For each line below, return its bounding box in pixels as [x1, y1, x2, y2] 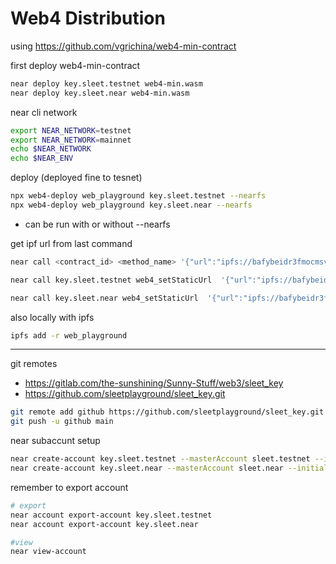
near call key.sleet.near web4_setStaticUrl [10, 293, 199, 303]
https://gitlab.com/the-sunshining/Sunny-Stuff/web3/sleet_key [24, 377, 284, 389]
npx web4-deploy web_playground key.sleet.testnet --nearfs [10, 191, 267, 201]
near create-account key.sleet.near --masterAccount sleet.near [10, 463, 284, 474]
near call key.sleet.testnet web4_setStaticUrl [10, 275, 213, 285]
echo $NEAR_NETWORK [10, 144, 92, 154]
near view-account [10, 547, 87, 557]
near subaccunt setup [10, 435, 101, 447]
